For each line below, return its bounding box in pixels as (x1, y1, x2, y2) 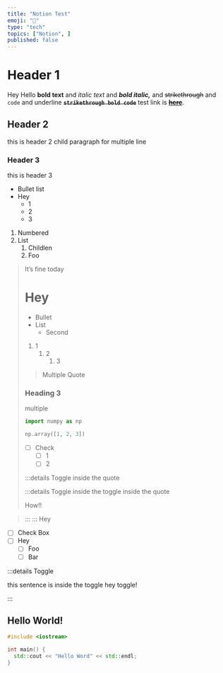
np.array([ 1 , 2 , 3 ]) (24, 431, 85, 438)
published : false (7, 37, 59, 44)
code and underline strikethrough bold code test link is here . (7, 98, 185, 107)
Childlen (28, 243, 53, 252)
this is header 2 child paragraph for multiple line (7, 137, 147, 146)
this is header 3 (7, 171, 53, 180)
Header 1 (7, 67, 60, 84)
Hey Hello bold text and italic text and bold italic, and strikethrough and (7, 91, 217, 99)
